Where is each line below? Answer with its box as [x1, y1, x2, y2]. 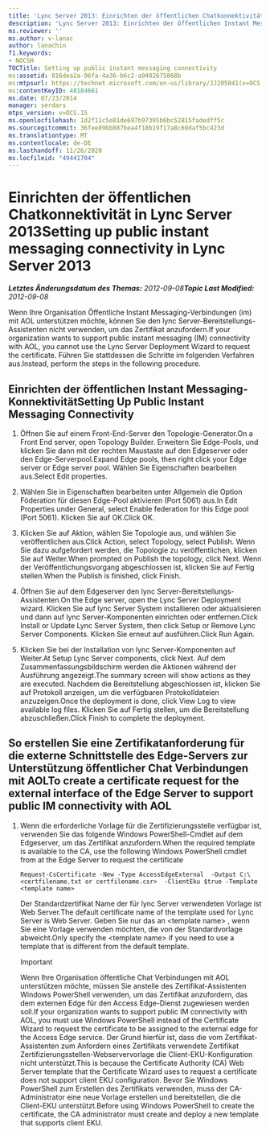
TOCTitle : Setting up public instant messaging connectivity [8, 64, 218, 72]
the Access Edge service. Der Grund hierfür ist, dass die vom [19, 1032, 223, 1042]
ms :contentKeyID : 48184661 [8, 86, 99, 95]
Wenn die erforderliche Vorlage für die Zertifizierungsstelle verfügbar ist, [19, 820, 262, 830]
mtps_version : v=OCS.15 [8, 109, 88, 117]
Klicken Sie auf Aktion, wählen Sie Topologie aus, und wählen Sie [19, 528, 236, 537]
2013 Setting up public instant [8, 223, 209, 241]
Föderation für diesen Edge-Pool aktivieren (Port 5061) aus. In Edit [19, 496, 238, 505]
